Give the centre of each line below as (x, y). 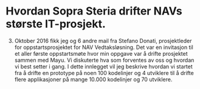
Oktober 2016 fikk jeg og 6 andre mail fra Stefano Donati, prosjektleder (103, 41)
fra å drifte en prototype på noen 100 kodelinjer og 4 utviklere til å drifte (104, 73)
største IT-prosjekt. (56, 24)
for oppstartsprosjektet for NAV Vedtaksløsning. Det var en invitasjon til (104, 47)
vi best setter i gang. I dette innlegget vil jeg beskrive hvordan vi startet (103, 66)
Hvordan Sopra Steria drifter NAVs (94, 11)
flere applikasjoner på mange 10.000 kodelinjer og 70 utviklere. (93, 79)
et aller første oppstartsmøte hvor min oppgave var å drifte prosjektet (101, 53)
